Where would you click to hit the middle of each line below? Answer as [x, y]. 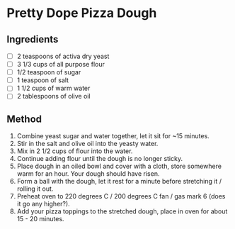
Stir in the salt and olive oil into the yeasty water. [87, 144]
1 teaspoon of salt [42, 80]
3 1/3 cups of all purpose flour [61, 65]
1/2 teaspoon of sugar [49, 72]
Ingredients [33, 39]
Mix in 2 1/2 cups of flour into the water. [75, 151]
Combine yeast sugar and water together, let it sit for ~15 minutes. [113, 136]
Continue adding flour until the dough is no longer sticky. [100, 159]
